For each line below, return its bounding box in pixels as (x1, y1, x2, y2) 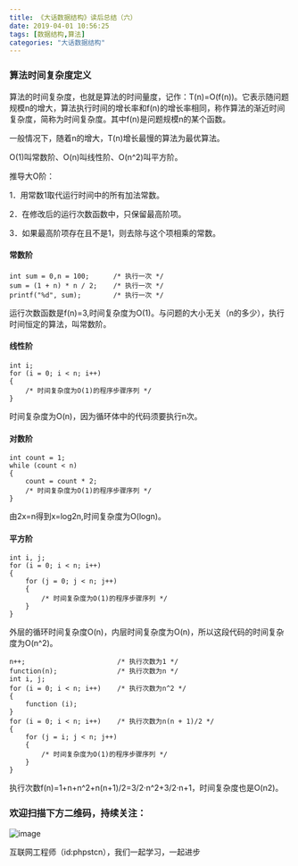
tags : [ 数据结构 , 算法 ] (9, 29, 86, 38)
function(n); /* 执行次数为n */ (9, 667, 178, 676)
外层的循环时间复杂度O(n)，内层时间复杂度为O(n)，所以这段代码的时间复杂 (9, 626, 285, 637)
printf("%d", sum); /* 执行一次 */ (9, 290, 164, 299)
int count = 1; (9, 453, 66, 463)
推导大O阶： (9, 171, 55, 181)
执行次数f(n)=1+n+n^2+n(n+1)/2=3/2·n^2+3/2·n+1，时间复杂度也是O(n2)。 (9, 783, 284, 794)
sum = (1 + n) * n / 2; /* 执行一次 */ (9, 281, 164, 290)
